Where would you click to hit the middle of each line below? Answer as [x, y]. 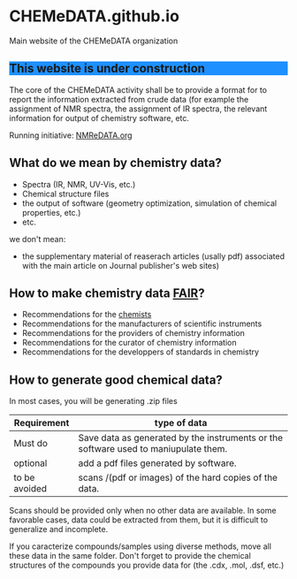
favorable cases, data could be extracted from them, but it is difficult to [138, 520]
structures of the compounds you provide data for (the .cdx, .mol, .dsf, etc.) [147, 565]
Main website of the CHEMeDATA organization [94, 41]
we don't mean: [38, 239]
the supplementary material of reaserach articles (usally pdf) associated [153, 256]
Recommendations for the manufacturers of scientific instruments [142, 324]
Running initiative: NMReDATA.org [71, 135]
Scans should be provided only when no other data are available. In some [143, 511]
